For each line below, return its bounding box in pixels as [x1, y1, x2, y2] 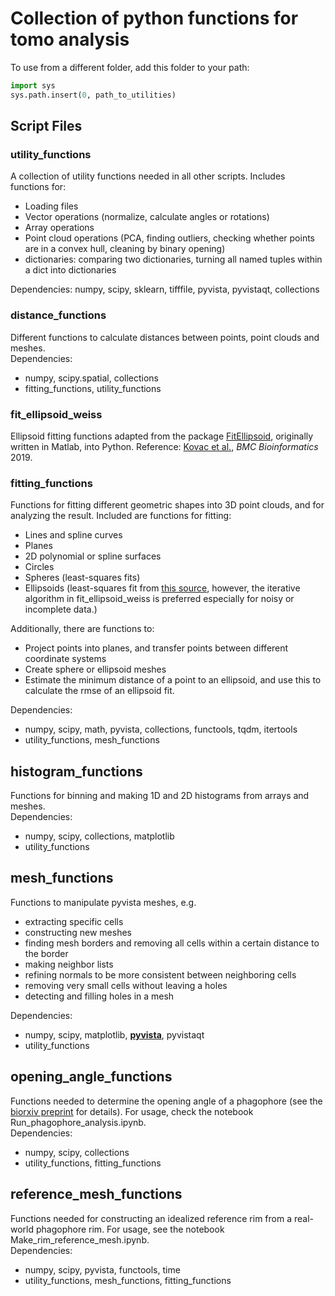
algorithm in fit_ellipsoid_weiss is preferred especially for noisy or [24, 593, 295, 605]
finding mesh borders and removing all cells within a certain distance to [24, 937, 320, 949]
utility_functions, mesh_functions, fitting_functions [24, 1274, 232, 1286]
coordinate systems [24, 653, 107, 665]
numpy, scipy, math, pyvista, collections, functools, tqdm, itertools [24, 723, 298, 736]
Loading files [24, 200, 79, 212]
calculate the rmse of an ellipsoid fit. [24, 685, 175, 697]
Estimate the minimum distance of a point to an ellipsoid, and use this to [24, 674, 322, 686]
